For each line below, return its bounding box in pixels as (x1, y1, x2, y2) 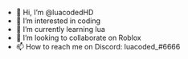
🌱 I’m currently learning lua (15, 25, 106, 33)
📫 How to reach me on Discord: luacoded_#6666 (15, 42, 181, 51)
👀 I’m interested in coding (15, 16, 101, 26)
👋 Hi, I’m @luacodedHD (15, 8, 94, 17)
